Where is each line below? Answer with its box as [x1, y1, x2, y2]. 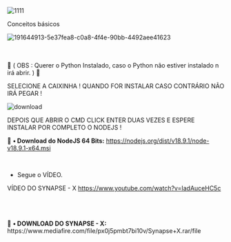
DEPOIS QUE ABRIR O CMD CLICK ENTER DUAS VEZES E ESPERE [7, 116, 195, 124]
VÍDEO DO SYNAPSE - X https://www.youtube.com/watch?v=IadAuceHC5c [7, 184, 221, 192]
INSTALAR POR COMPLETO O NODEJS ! [7, 123, 122, 131]
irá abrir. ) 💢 [7, 69, 41, 77]
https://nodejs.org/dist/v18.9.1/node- [106, 137, 210, 145]
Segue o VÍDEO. [17, 171, 63, 179]
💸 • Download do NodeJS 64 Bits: [7, 137, 105, 145]
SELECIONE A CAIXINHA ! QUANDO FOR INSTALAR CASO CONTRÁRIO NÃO [7, 82, 225, 90]
